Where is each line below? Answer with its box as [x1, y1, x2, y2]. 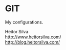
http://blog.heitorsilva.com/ [5, 39, 60, 45]
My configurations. [5, 19, 43, 25]
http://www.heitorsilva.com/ [5, 34, 62, 40]
